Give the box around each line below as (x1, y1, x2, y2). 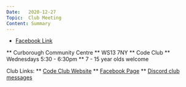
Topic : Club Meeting (6, 15, 62, 21)
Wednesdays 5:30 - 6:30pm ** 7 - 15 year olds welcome (6, 56, 149, 63)
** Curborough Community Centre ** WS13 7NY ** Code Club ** (6, 49, 171, 56)
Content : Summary (6, 20, 51, 26)
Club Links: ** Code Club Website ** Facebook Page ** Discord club (6, 67, 180, 75)
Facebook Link (15, 37, 53, 45)
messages (6, 74, 33, 81)
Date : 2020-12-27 (6, 9, 56, 15)
